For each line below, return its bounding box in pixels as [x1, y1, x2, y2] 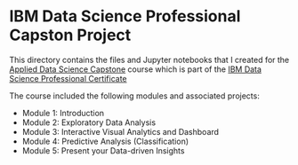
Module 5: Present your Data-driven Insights [21, 145, 185, 156]
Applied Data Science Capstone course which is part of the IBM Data [9, 64, 262, 75]
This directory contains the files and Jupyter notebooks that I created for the [9, 54, 290, 65]
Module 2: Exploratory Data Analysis [21, 117, 157, 128]
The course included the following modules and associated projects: [9, 90, 260, 101]
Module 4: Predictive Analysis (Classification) [21, 136, 189, 146]
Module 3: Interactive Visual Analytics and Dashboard [21, 126, 220, 137]
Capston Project [9, 25, 132, 45]
